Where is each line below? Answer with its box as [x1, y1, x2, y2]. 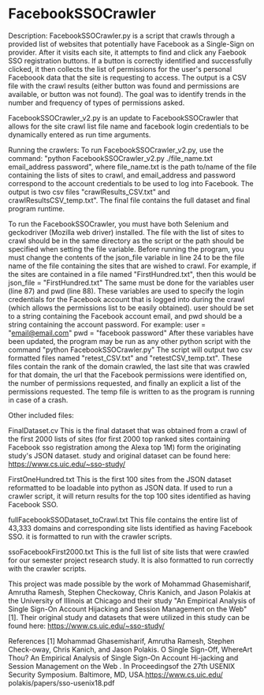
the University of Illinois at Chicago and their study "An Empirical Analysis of [8, 596, 256, 605]
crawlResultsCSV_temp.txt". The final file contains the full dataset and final [8, 195, 251, 205]
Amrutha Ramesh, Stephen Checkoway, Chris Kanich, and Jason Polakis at [8, 587, 251, 596]
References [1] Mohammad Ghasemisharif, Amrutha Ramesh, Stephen [8, 636, 235, 645]
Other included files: [8, 410, 75, 420]
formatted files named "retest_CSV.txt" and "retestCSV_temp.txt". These [8, 353, 243, 363]
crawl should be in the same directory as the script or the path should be [8, 236, 244, 245]
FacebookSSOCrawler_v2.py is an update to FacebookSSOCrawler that [8, 113, 239, 122]
